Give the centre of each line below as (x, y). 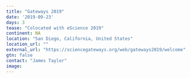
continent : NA (24, 33)
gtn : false (19, 55)
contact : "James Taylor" (37, 60)
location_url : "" (27, 45)
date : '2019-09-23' (30, 17)
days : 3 (16, 22)
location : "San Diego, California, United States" (70, 39)
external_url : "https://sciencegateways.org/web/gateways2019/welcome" (96, 50)
